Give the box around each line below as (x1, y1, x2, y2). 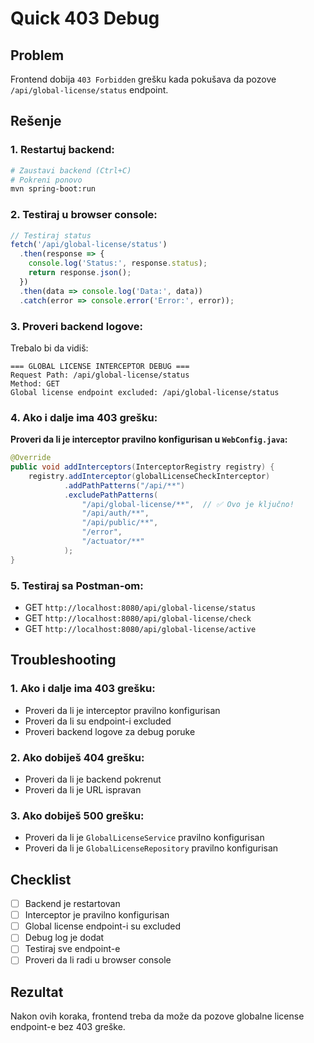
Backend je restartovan (24, 898, 121, 910)
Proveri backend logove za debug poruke (24, 725, 196, 737)
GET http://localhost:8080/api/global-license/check (24, 612, 252, 624)
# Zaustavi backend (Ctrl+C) (10, 165, 132, 176)
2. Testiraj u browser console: (10, 208, 158, 222)
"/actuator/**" (81, 537, 145, 547)
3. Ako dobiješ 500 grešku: (10, 808, 145, 822)
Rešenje (10, 113, 62, 130)
